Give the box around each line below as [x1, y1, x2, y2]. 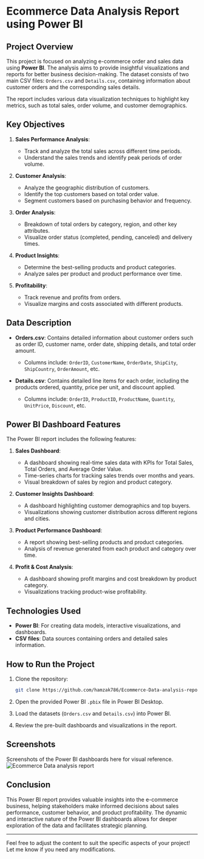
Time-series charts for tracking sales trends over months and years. [24, 472, 195, 479]
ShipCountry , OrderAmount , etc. [24, 365, 100, 372]
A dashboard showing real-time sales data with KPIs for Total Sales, [24, 459, 194, 467]
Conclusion [6, 780, 51, 790]
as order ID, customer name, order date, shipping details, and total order [15, 340, 196, 348]
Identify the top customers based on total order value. [24, 190, 159, 197]
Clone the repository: [15, 675, 69, 683]
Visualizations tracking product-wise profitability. [24, 588, 147, 595]
